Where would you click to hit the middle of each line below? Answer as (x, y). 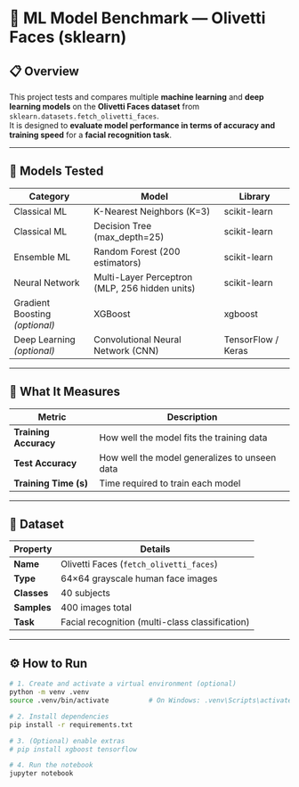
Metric (52, 416)
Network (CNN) (126, 350)
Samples (32, 608)
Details (155, 549)
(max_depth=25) (129, 237)
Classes (31, 594)
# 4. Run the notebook (51, 766)
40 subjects (86, 594)
